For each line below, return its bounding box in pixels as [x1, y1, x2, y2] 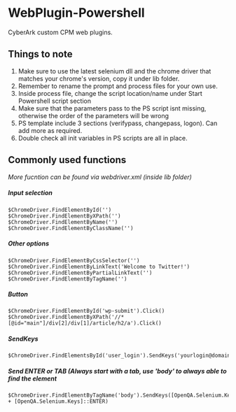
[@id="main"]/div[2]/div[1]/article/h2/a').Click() [8, 320, 162, 327]
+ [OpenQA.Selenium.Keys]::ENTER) [8, 398, 109, 405]
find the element [8, 374, 57, 383]
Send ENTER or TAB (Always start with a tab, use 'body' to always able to [8, 367, 227, 376]
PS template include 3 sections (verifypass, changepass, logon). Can [18, 119, 218, 127]
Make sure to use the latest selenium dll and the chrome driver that [18, 66, 211, 75]
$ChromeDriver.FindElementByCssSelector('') [8, 257, 140, 264]
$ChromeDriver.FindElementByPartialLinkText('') [8, 269, 153, 276]
